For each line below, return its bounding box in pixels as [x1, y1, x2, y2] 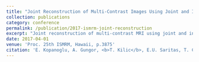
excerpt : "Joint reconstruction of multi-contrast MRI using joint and [6, 31, 187, 37]
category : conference [6, 19, 60, 25]
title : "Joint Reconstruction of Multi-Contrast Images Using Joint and [6, 8, 190, 15]
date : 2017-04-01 [6, 36, 49, 42]
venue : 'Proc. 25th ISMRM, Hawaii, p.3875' [6, 42, 115, 48]
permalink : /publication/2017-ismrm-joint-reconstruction [6, 25, 152, 31]
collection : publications [6, 14, 70, 20]
